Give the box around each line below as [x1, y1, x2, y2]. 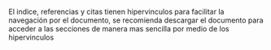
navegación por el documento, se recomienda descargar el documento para [8, 15, 264, 25]
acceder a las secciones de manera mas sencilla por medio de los [8, 24, 229, 33]
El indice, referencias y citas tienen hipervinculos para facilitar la [8, 7, 225, 16]
